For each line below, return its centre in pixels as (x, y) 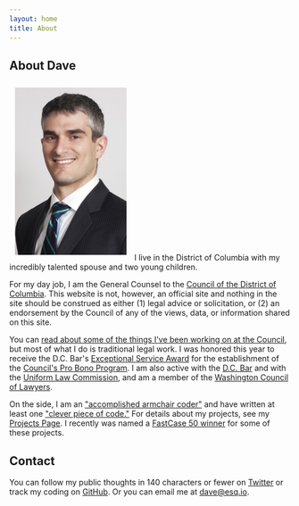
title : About (33, 28)
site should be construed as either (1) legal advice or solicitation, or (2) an (145, 303)
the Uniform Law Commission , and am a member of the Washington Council (149, 377)
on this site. (30, 322)
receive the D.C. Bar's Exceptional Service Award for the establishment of (144, 359)
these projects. (37, 433)
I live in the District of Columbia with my (207, 258)
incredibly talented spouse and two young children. (104, 267)
